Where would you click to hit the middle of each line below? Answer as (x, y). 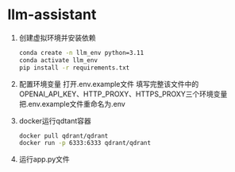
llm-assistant (52, 15)
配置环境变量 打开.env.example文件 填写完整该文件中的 (109, 84)
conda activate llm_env (58, 60)
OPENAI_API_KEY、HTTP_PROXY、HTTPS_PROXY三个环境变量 (123, 94)
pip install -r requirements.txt (74, 68)
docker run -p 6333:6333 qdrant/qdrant (85, 143)
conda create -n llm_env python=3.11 (81, 53)
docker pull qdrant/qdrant (64, 136)
